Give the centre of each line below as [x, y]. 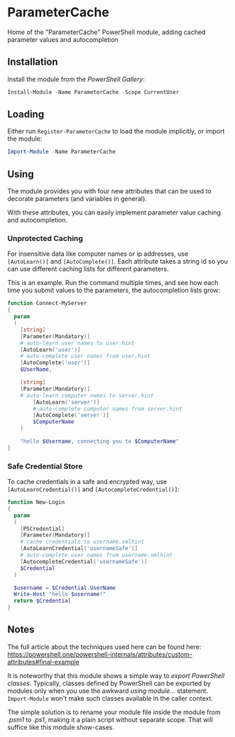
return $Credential [43, 601]
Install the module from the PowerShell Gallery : [76, 79]
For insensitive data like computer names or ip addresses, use [98, 254]
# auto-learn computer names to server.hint [87, 395]
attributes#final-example [43, 662]
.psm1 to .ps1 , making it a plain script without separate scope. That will [110, 719]
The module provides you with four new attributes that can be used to [109, 191]
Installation [33, 62]
